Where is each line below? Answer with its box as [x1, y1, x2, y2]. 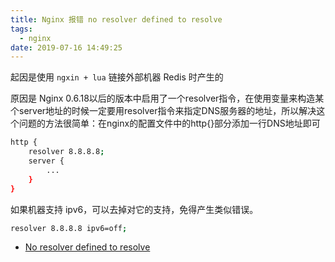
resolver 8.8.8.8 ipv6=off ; [10, 223, 128, 233]
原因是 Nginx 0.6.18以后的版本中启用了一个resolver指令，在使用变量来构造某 [10, 92, 325, 105]
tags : [10, 24, 33, 34]
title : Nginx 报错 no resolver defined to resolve [10, 14, 223, 25]
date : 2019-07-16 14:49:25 [10, 42, 123, 53]
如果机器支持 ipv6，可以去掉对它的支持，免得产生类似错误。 [10, 203, 259, 215]
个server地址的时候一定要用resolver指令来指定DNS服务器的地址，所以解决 [10, 105, 317, 117]
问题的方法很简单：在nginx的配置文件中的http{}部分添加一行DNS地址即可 [18, 117, 321, 130]
